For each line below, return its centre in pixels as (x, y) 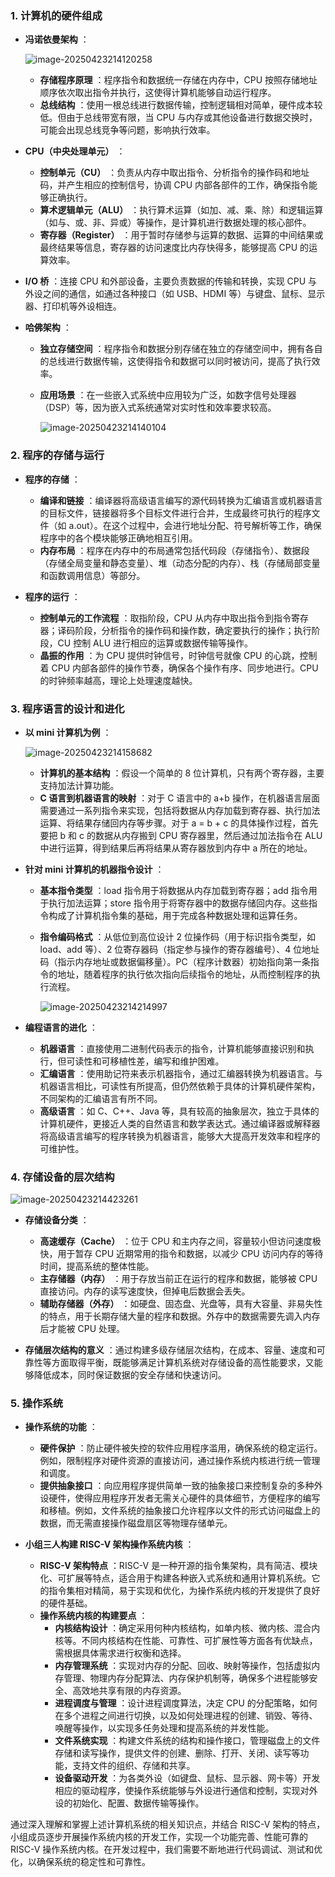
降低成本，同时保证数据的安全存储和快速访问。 (130, 1375)
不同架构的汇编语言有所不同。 (101, 1098)
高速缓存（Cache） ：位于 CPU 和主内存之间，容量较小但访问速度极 (180, 1241)
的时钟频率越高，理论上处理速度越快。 (118, 680)
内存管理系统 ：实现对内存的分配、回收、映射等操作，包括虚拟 (183, 1666)
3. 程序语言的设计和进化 (67, 709)
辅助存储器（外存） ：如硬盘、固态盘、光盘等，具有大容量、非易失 (177, 1304)
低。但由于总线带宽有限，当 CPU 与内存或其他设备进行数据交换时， (178, 118)
